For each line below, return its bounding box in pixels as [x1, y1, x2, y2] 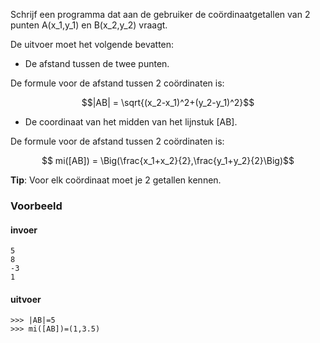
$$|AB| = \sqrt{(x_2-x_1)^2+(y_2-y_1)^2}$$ [81, 97, 255, 108]
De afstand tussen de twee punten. [24, 58, 170, 69]
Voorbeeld [10, 199, 63, 213]
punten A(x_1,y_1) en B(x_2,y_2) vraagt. [10, 19, 168, 31]
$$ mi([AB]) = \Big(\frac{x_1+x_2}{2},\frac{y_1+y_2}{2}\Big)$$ [41, 155, 295, 166]
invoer [10, 224, 38, 236]
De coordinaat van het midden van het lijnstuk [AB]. [24, 116, 238, 128]
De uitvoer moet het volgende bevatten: [10, 39, 175, 50]
